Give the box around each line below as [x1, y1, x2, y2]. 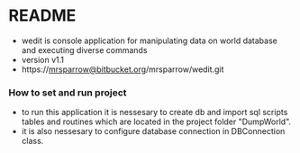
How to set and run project [8, 86, 127, 99]
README [8, 5, 77, 26]
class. [21, 136, 44, 147]
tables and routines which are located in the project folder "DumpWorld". [21, 116, 292, 127]
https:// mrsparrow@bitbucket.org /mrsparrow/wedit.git [21, 64, 224, 75]
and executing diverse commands [21, 44, 148, 55]
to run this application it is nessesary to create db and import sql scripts [21, 107, 288, 118]
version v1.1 [21, 54, 65, 65]
